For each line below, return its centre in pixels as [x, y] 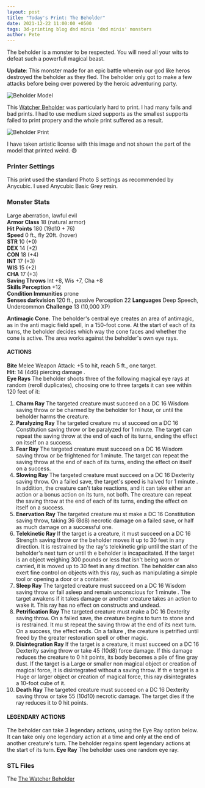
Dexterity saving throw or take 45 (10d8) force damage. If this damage [104, 650]
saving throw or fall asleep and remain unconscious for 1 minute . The [103, 592]
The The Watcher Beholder [41, 779]
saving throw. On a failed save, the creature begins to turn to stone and [105, 618]
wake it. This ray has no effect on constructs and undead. [88, 605]
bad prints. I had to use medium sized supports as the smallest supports [98, 114]
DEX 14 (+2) [22, 248]
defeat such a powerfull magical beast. [56, 59]
